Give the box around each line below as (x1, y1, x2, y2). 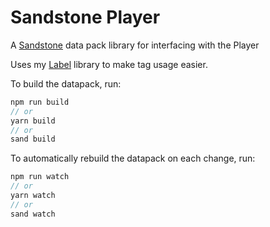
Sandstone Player (10, 6, 161, 29)
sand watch (10, 209, 56, 219)
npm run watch (10, 172, 70, 182)
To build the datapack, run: (10, 77, 122, 90)
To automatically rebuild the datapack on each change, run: (10, 152, 256, 165)
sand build (10, 134, 56, 145)
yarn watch (10, 191, 56, 201)
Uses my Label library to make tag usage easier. (10, 58, 208, 70)
